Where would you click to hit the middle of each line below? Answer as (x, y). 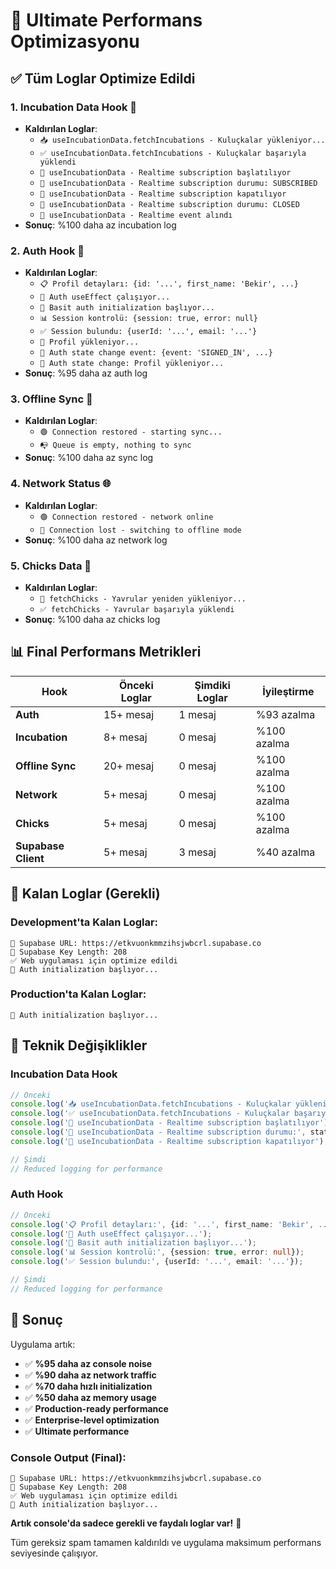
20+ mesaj (129, 766)
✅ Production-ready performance (96, 1408)
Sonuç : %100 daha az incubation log (100, 225)
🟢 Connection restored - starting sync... (131, 432)
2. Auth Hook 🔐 (47, 251)
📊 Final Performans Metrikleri (106, 652)
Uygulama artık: (43, 1344)
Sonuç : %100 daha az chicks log (92, 620)
